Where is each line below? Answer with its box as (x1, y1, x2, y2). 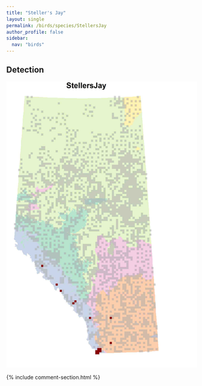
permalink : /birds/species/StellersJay (6, 22, 107, 28)
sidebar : (6, 35, 28, 42)
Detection (6, 65, 44, 75)
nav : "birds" (11, 42, 45, 48)
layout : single (6, 16, 45, 22)
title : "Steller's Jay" (6, 10, 67, 16)
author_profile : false (6, 29, 64, 35)
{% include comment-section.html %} (6, 373, 101, 381)
